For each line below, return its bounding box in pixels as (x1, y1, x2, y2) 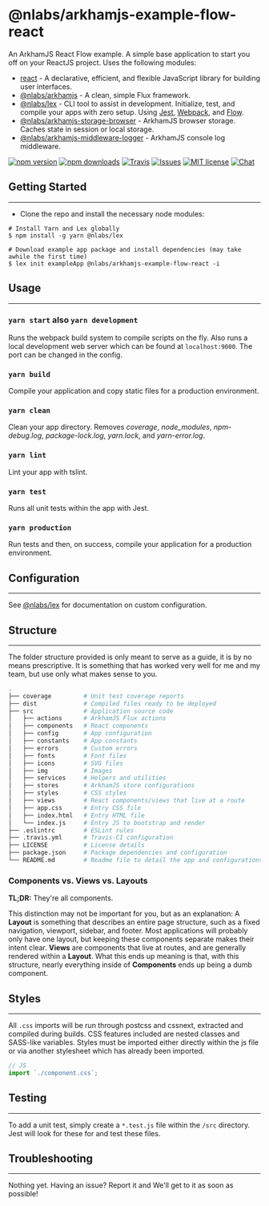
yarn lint (8, 451, 46, 460)
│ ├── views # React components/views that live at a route (8, 796, 246, 805)
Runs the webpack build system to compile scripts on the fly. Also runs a (8, 333, 248, 342)
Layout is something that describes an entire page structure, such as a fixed (8, 917, 260, 927)
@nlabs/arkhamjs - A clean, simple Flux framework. (19, 90, 191, 99)
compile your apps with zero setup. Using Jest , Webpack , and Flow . (19, 107, 244, 117)
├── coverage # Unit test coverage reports (8, 692, 184, 700)
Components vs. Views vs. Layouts (8, 875, 148, 886)
